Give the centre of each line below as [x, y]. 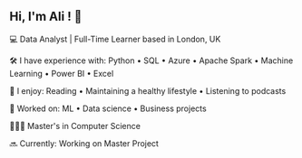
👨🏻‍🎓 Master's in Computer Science [75, 125]
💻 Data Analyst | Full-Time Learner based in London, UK [115, 39]
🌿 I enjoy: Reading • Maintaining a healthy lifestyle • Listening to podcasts [148, 90]
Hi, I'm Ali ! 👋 [46, 17]
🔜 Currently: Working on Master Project [84, 143]
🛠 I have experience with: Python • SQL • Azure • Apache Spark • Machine [151, 60]
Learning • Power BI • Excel [62, 73]
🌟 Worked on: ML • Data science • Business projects [108, 108]
